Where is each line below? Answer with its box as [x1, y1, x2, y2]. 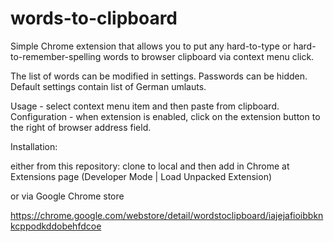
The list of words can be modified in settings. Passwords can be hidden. [10, 70, 308, 82]
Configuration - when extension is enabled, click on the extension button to [10, 110, 321, 122]
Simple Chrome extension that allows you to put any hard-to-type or [10, 40, 292, 52]
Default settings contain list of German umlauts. [10, 80, 207, 92]
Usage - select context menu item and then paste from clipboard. [10, 100, 280, 112]
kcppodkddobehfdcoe [10, 220, 102, 232]
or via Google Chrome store [10, 190, 125, 202]
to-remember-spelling [10, 50, 102, 62]
